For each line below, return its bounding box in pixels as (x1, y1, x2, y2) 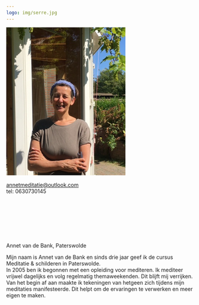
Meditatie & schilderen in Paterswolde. (6, 259, 101, 267)
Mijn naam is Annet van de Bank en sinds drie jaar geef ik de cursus (6, 253, 173, 261)
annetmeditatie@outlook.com (6, 181, 79, 188)
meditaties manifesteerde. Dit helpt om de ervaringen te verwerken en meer (6, 285, 193, 292)
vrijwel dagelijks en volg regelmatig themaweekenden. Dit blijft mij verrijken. (6, 273, 193, 280)
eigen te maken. (6, 291, 46, 299)
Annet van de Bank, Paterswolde (6, 241, 87, 249)
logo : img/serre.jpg (6, 10, 58, 16)
